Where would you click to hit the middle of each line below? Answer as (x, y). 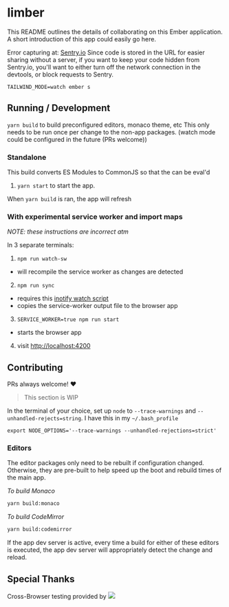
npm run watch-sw (42, 259)
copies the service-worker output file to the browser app (97, 306)
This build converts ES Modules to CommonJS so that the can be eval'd (109, 172)
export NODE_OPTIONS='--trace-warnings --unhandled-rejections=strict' (112, 431)
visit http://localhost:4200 (54, 346)
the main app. (26, 477)
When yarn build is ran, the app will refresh (69, 199)
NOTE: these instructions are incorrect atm (68, 232)
